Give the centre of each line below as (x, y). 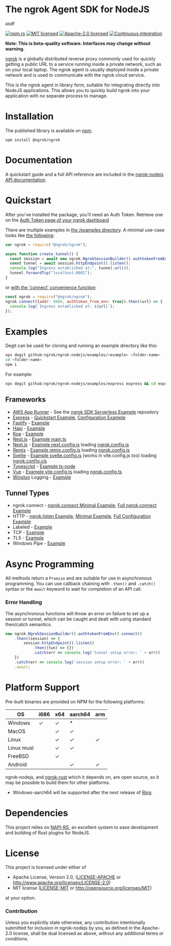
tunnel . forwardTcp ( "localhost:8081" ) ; (51, 273)
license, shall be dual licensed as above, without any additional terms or (88, 933)
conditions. (17, 938)
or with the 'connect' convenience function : (51, 287)
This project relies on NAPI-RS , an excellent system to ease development (82, 827)
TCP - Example (28, 533)
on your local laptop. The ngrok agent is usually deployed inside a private (82, 70)
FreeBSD (18, 756)
